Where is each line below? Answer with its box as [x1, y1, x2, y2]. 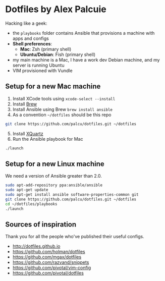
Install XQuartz [12, 130, 44, 137]
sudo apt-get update [5, 188, 49, 193]
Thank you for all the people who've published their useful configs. [5, 234, 145, 240]
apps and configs [12, 35, 49, 41]
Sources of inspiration [5, 220, 77, 229]
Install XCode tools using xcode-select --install [12, 95, 116, 101]
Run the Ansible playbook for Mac [12, 136, 83, 142]
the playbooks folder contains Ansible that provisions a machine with [12, 30, 155, 36]
